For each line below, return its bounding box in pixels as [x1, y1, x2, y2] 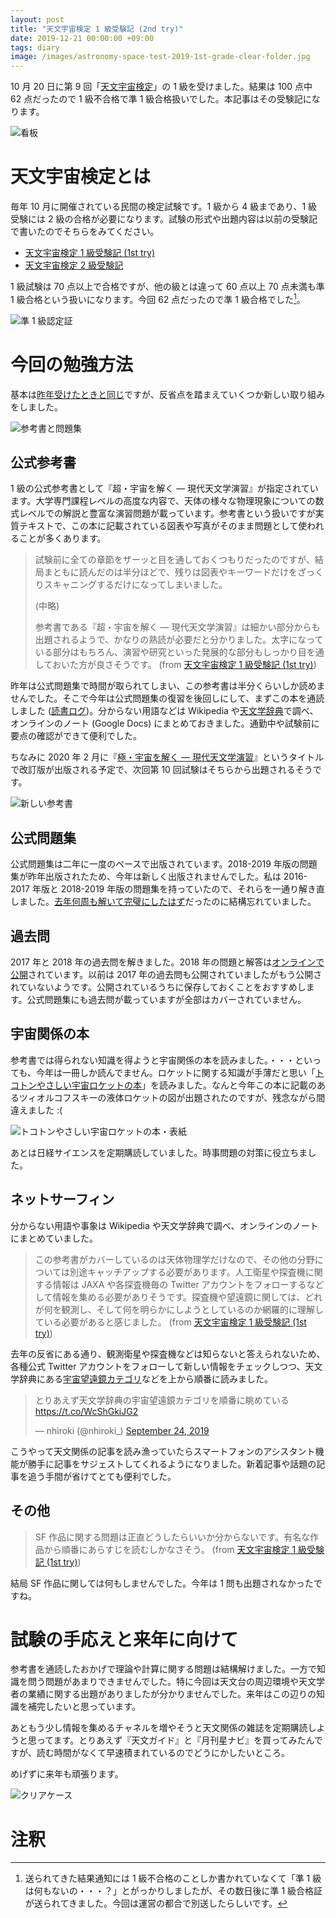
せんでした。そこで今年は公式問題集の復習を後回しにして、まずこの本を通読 [10, 692, 325, 705]
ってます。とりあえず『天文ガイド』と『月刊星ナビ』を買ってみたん [36, 1734, 315, 1746]
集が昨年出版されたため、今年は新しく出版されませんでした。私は [10, 871, 282, 883]
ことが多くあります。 [18, 532, 107, 545]
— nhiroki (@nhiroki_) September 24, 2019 [34, 1424, 210, 1436]
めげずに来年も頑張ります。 [10, 1768, 124, 1780]
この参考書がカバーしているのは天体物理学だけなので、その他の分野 [34, 1253, 315, 1265]
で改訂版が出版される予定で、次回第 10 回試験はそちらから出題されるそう [10, 764, 313, 776]
